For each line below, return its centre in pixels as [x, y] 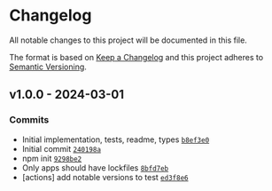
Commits [29, 120]
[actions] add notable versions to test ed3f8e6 [105, 177]
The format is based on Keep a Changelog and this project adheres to [136, 57]
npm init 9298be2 [52, 158]
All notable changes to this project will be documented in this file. [128, 40]
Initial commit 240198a [62, 148]
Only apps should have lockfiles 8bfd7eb [95, 167]
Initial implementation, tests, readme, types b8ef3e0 [116, 139]
